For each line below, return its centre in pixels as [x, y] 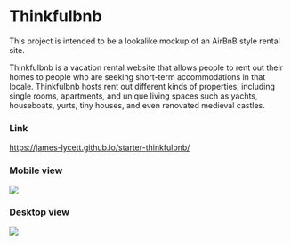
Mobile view [36, 170]
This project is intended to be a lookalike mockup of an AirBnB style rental [145, 41]
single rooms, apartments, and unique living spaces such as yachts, [133, 96]
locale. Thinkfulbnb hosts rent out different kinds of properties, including [142, 86]
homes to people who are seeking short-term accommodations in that [137, 76]
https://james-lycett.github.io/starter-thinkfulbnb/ [100, 147]
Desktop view [39, 212]
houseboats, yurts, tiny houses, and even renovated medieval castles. [137, 105]
